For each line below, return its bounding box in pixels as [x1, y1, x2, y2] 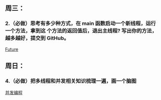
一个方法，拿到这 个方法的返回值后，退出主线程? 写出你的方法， [5, 27, 157, 34]
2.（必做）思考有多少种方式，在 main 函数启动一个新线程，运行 [5, 20, 156, 27]
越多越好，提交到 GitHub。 [5, 35, 69, 42]
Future [5, 46, 19, 52]
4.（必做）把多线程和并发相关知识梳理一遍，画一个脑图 [5, 77, 137, 84]
